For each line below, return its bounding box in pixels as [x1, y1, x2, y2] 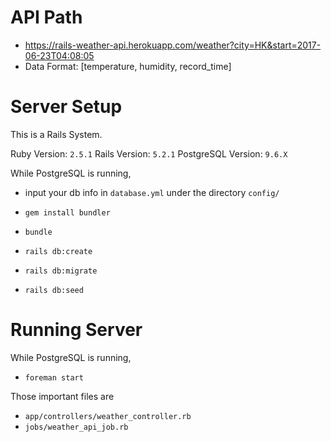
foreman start [24, 372, 84, 383]
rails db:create [24, 246, 93, 256]
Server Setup [10, 96, 123, 118]
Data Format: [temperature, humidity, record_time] [24, 60, 232, 72]
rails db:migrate [24, 266, 98, 276]
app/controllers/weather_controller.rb [24, 411, 192, 421]
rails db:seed [24, 285, 84, 295]
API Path [10, 6, 83, 29]
